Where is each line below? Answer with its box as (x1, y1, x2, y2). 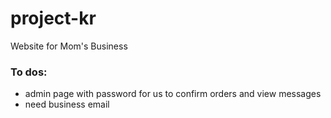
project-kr (10, 7, 97, 30)
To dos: (10, 65, 48, 79)
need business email (24, 98, 110, 111)
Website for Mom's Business (10, 40, 128, 52)
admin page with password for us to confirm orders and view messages (24, 88, 322, 100)
